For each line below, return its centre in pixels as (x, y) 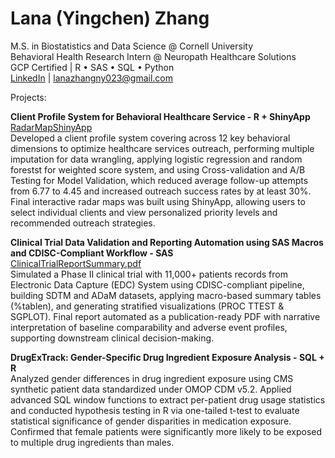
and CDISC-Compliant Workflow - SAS (92, 253)
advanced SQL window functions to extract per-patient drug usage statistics (168, 399)
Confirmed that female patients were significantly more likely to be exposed (166, 431)
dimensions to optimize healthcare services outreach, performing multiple (162, 148)
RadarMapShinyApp (51, 127)
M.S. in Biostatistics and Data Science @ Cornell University (132, 46)
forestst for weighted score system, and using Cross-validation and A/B (158, 169)
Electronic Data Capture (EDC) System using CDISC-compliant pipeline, (157, 284)
